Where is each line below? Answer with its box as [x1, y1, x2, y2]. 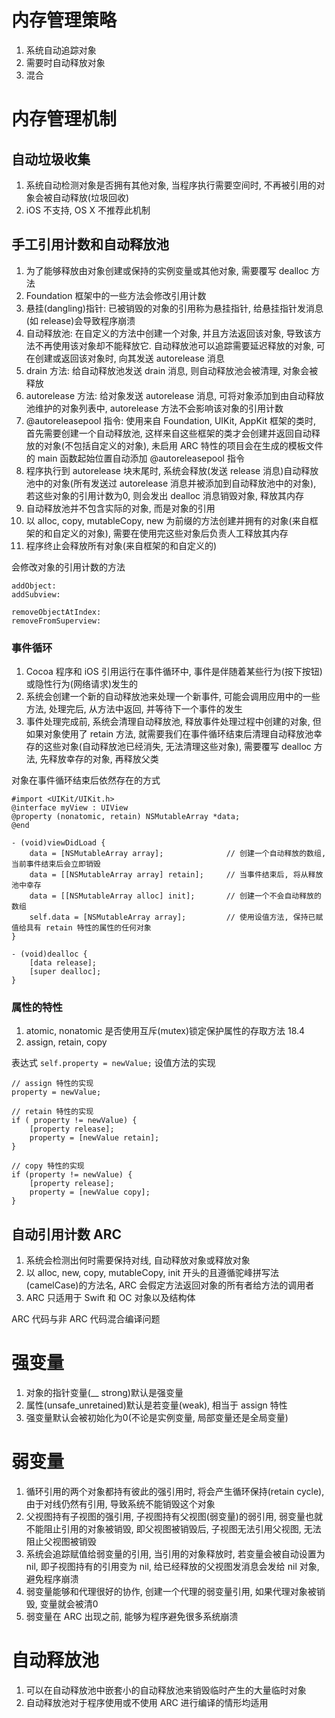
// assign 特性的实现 [11, 1079, 94, 1089]
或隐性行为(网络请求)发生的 [25, 678, 139, 690]
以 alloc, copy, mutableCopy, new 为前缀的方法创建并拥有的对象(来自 [25, 514, 310, 526]
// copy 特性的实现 [11, 1161, 85, 1171]
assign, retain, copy [25, 1036, 108, 1048]
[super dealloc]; [29, 967, 102, 977]
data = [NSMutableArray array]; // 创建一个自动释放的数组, [29, 849, 327, 859]
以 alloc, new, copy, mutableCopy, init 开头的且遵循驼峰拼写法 [25, 1267, 280, 1279]
